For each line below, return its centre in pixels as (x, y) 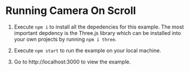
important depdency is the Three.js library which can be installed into (97, 33)
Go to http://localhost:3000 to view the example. (72, 62)
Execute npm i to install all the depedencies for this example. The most (99, 27)
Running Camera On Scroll (71, 11)
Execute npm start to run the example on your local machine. (87, 50)
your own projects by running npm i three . (65, 39)
